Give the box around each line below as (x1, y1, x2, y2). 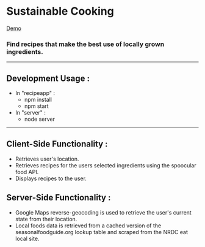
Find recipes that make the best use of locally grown (6, 40, 165, 48)
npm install (24, 96, 52, 104)
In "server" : (15, 109, 46, 116)
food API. (15, 168, 39, 175)
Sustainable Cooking (6, 4, 114, 18)
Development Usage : (6, 73, 90, 83)
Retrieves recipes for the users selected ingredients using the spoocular (15, 161, 196, 169)
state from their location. (15, 215, 77, 222)
